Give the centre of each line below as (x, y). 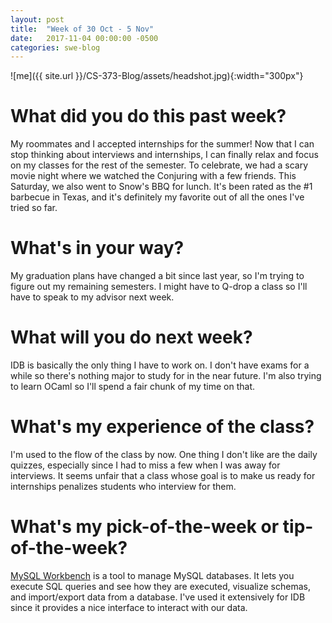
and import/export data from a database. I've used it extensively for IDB (158, 597)
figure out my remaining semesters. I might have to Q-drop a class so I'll (159, 287)
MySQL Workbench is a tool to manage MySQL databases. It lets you (152, 575)
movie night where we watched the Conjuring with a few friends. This (153, 176)
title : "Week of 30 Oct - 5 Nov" (82, 29)
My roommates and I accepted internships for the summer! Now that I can (162, 144)
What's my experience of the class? (162, 427)
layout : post (37, 19)
